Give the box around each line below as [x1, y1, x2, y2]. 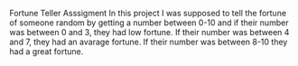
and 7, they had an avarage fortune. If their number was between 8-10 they [9, 36, 288, 47]
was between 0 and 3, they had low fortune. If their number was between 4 [9, 27, 290, 37]
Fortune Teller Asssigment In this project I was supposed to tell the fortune [9, 8, 287, 18]
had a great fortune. [9, 46, 84, 57]
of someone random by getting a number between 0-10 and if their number [9, 17, 289, 28]
